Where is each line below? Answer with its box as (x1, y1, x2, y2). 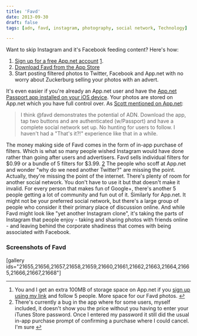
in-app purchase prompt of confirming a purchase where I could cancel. (14, 317, 189, 324)
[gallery (6, 256, 25, 264)
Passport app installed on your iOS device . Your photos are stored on (6, 94, 173, 101)
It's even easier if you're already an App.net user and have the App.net (6, 87, 177, 94)
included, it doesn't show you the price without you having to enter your (14, 304, 189, 311)
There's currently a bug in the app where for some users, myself (14, 298, 171, 306)
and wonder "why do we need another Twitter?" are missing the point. (6, 167, 176, 174)
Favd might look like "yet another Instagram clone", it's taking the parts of (6, 210, 184, 217)
